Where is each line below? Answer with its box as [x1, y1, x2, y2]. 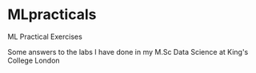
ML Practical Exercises [7, 32, 83, 41]
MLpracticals [7, 6, 97, 24]
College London [7, 56, 61, 65]
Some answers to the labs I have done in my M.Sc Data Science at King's [7, 47, 249, 56]
